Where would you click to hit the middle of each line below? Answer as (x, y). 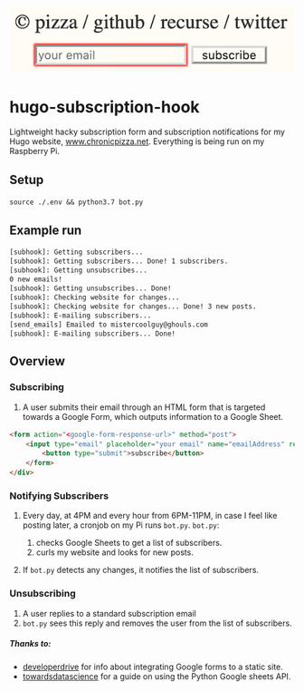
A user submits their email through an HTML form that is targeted (144, 407)
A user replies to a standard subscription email (109, 613)
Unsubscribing (43, 594)
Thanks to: (30, 644)
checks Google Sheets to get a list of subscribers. (129, 543)
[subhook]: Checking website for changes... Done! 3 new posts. (133, 307)
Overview (38, 361)
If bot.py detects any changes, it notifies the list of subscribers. (141, 570)
